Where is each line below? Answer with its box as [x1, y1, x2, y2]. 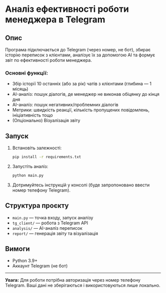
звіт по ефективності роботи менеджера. [5, 57, 92, 63]
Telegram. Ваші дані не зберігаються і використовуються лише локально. [5, 283, 161, 289]
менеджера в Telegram [5, 14, 105, 25]
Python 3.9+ [12, 258, 38, 264]
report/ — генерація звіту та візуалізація [12, 230, 98, 236]
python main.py [12, 173, 44, 178]
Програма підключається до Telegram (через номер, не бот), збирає [5, 47, 151, 52]
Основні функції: [5, 69, 48, 76]
